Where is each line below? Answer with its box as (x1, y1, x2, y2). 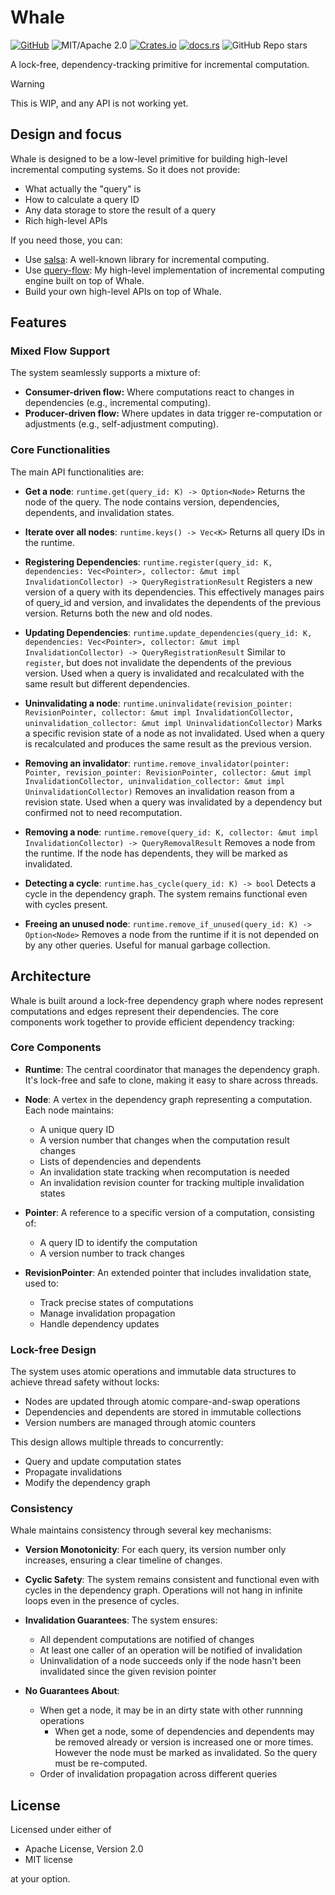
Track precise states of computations (39, 1296, 194, 1308)
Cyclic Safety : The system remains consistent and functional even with (24, 1574, 320, 1586)
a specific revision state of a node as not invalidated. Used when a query (24, 727, 325, 739)
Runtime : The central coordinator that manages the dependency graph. (24, 1063, 320, 1075)
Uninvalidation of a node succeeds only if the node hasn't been (39, 1655, 302, 1667)
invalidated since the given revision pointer (39, 1666, 217, 1678)
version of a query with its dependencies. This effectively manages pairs (24, 586, 325, 598)
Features (10, 314, 67, 331)
